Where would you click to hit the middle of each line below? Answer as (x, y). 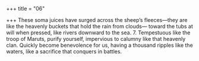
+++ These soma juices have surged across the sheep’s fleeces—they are (97, 20)
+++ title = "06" (26, 9)
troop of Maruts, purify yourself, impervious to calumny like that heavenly (96, 39)
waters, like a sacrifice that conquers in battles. (64, 52)
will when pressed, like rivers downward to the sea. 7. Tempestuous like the (98, 33)
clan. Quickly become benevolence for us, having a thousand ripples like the (99, 45)
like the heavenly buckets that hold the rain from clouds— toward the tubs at (99, 26)
